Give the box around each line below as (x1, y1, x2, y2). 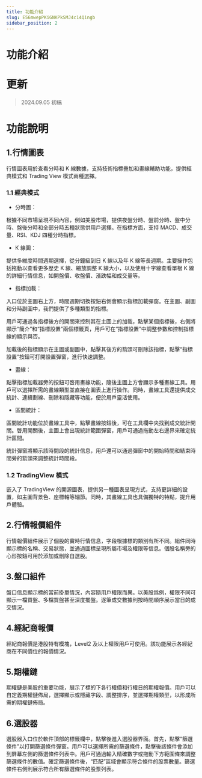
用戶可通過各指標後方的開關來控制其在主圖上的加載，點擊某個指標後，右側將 (6, 317, 196, 325)
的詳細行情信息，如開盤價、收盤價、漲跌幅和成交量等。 (6, 272, 143, 279)
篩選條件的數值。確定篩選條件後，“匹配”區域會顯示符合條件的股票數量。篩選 (6, 758, 195, 765)
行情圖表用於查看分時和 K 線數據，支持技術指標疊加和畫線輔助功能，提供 (6, 165, 187, 172)
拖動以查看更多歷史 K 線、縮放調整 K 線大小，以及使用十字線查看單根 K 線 (11, 264, 194, 271)
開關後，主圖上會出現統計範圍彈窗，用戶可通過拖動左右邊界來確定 (26, 426, 191, 433)
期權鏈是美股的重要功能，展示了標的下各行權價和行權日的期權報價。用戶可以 (6, 684, 196, 691)
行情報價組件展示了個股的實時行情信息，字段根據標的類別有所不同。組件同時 (6, 537, 196, 544)
